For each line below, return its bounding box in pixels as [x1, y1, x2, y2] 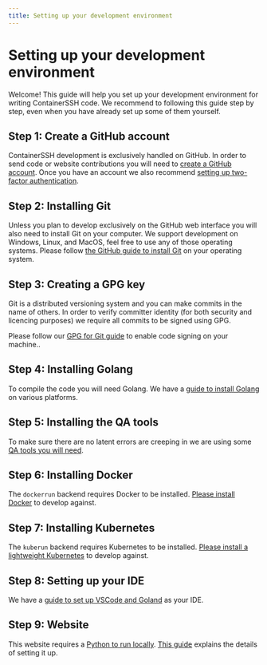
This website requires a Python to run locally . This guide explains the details [8, 639, 257, 649]
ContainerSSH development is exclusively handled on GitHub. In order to [8, 151, 247, 160]
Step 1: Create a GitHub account [8, 129, 170, 143]
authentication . [29, 176, 79, 186]
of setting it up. [8, 647, 58, 657]
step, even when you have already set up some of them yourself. [8, 106, 221, 116]
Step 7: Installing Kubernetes [8, 521, 155, 535]
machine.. [8, 340, 41, 349]
